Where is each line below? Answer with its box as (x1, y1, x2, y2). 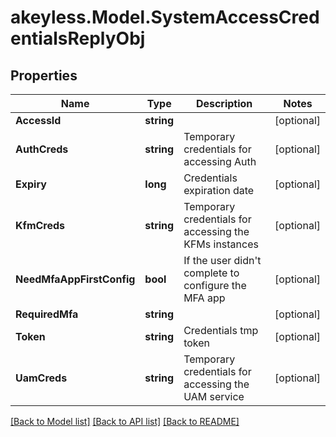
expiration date (183, 184, 255, 197)
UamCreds (15, 371, 68, 385)
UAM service (183, 390, 245, 403)
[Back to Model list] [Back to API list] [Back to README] (10, 416, 240, 427)
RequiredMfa (15, 307, 79, 321)
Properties (10, 67, 78, 84)
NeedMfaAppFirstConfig (15, 272, 136, 286)
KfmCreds (15, 219, 66, 232)
